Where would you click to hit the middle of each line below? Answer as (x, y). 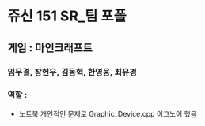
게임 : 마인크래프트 (50, 48)
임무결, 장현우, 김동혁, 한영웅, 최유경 (72, 72)
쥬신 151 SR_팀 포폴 (67, 16)
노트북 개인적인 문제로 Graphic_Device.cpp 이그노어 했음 (108, 113)
